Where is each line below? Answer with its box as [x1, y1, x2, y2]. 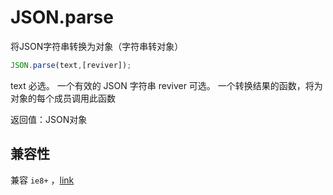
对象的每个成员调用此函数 [10, 92, 116, 104]
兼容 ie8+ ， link [10, 174, 75, 186]
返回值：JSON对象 [10, 113, 88, 125]
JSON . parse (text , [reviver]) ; [10, 60, 132, 70]
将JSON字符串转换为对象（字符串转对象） [10, 40, 184, 52]
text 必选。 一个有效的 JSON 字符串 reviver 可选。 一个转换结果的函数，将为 [10, 79, 323, 91]
